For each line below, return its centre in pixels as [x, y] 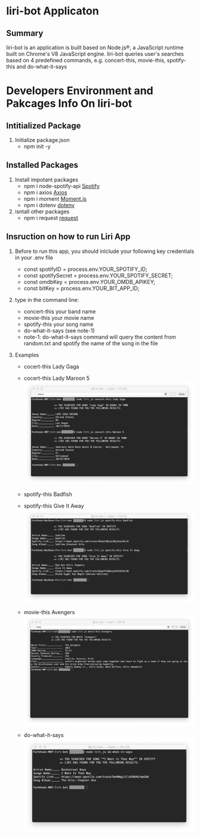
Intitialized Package [44, 126]
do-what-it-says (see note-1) [59, 330]
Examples [27, 355]
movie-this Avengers [49, 612]
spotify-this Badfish [48, 494]
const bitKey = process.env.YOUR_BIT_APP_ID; [81, 288]
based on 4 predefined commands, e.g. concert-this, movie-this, [86, 60]
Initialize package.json [42, 140]
